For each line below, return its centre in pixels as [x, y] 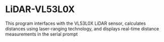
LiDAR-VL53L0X [40, 9]
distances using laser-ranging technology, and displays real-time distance [82, 28]
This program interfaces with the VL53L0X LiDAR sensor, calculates [76, 23]
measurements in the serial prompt [42, 34]
